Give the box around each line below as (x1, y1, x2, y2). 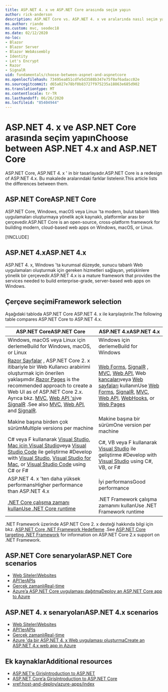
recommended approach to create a (7, 382, 92, 389)
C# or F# (7, 467, 28, 474)
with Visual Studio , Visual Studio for (7, 454, 91, 461)
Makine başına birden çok (7, 418, 68, 425)
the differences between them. (5, 181, 69, 187)
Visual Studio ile (98, 445, 136, 452)
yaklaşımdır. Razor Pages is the (7, 376, 80, 383)
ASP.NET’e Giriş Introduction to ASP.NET (12, 670, 95, 676)
